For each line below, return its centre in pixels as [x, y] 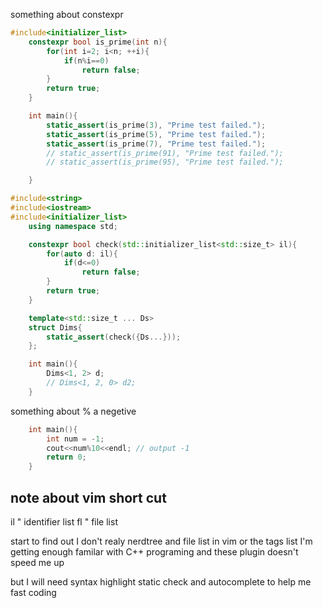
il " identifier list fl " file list [64, 521]
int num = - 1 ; [75, 439]
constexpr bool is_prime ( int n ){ [98, 42]
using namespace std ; [73, 226]
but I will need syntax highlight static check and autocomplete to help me [161, 581]
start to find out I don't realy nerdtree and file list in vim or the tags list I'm [161, 541]
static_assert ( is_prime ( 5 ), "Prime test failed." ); [156, 134]
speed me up [37, 562]
